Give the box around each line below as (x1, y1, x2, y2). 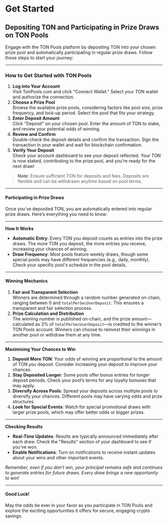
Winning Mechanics (5, 278, 48, 284)
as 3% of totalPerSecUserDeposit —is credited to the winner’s (34, 321, 162, 327)
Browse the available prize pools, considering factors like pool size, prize (12, 105, 163, 111)
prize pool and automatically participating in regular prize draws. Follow (5, 50, 152, 55)
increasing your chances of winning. (12, 246, 87, 252)
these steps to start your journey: (5, 55, 74, 61)
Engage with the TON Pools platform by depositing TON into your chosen (5, 44, 156, 50)
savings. (5, 512, 22, 519)
